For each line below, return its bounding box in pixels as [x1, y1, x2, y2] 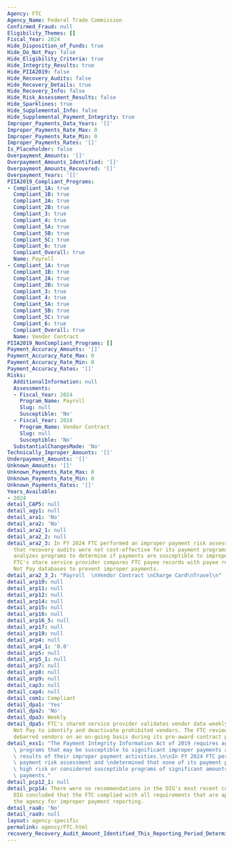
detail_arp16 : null [7, 610, 64, 618]
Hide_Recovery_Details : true [7, 81, 92, 88]
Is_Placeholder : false [7, 146, 73, 153]
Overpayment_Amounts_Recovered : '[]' [7, 165, 116, 172]
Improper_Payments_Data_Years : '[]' [7, 119, 113, 127]
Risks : [7, 372, 26, 379]
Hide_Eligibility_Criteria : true [7, 56, 104, 63]
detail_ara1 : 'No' [7, 514, 60, 521]
